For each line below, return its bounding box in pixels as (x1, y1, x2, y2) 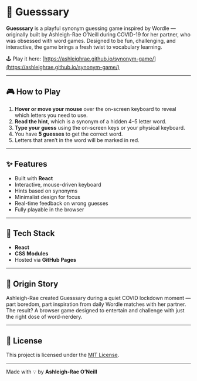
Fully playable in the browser (14, 205, 84, 213)
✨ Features (6, 159, 47, 169)
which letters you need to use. (14, 112, 88, 119)
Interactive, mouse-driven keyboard (14, 181, 101, 188)
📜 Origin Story (6, 279, 59, 289)
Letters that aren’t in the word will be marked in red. (14, 136, 140, 143)
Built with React (14, 174, 53, 181)
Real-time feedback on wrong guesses (14, 200, 108, 207)
